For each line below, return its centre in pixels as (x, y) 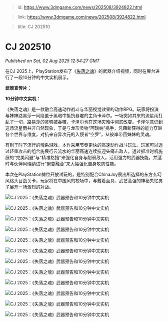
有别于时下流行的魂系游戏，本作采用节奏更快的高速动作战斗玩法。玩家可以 (82, 145)
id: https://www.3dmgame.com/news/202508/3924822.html (80, 7)
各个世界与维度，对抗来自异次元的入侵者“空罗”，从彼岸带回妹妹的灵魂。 (79, 134)
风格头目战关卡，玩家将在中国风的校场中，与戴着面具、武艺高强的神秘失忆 (82, 180)
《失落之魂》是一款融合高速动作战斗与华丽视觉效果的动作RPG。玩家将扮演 (82, 109)
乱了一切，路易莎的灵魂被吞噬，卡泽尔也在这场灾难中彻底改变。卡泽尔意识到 (84, 122)
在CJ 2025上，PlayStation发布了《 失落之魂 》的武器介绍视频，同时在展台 (80, 71)
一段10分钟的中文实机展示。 (42, 77)
